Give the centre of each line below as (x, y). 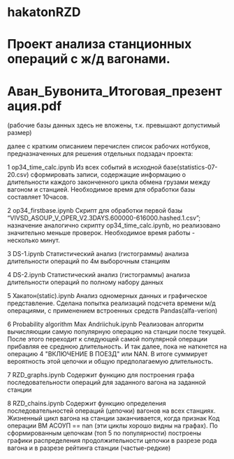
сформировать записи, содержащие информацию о (108, 175)
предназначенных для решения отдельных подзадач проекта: (100, 154)
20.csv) (18, 175)
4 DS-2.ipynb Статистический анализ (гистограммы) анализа (99, 275)
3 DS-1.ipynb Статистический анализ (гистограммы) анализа (98, 254)
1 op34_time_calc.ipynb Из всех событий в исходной (85, 167)
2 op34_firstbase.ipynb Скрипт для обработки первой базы (95, 211)
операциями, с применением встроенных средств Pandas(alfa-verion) (112, 311)
